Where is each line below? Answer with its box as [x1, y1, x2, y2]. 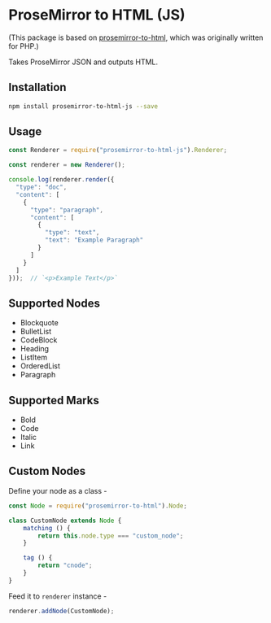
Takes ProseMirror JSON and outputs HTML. [8, 57, 159, 67]
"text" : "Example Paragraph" [44, 236, 144, 245]
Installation [8, 81, 67, 94]
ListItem [20, 352, 47, 363]
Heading [20, 344, 50, 354]
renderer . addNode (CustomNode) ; [8, 607, 115, 615]
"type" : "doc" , [15, 183, 68, 192]
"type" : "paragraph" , [29, 206, 104, 214]
